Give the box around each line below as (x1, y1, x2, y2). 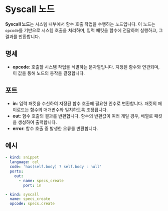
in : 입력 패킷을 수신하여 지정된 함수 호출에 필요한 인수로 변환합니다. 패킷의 (12, 100, 157, 106)
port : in (23, 182, 42, 188)
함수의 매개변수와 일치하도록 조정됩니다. (30, 106, 108, 112)
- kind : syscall (5, 192, 39, 197)
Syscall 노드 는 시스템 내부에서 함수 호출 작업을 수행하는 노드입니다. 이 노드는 (5, 21, 155, 27)
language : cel (10, 159, 39, 164)
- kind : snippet (5, 155, 39, 160)
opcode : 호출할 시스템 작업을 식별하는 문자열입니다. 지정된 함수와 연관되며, (12, 63, 160, 69)
